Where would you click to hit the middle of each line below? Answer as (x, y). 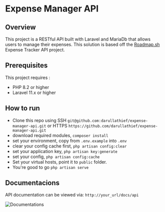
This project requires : (28, 77)
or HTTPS (57, 125)
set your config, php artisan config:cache (56, 156)
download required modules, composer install (60, 135)
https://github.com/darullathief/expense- (113, 126)
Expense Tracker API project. (35, 50)
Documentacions (32, 183)
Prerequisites (26, 65)
